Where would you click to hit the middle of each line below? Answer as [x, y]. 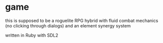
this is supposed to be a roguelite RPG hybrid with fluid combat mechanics [82, 21]
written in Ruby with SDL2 [32, 35]
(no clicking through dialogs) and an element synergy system [68, 25]
